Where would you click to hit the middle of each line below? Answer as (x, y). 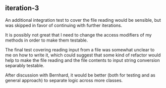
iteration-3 (22, 8)
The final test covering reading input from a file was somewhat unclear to (80, 49)
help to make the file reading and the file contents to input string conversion (83, 60)
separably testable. (25, 65)
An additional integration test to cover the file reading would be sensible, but (83, 20)
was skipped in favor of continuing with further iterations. (64, 25)
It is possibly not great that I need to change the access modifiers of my (79, 35)
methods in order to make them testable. (47, 40)
